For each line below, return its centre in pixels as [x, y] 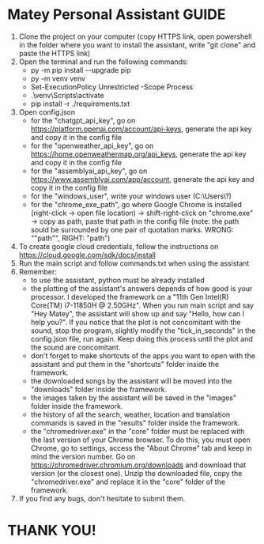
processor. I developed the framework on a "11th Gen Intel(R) [130, 297]
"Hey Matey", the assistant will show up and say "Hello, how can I [138, 313]
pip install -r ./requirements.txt [80, 104]
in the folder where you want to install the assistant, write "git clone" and [137, 44]
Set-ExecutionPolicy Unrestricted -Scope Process [112, 87]
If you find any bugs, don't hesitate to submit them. [102, 498]
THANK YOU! [52, 531]
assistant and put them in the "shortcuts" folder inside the [124, 364]
